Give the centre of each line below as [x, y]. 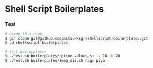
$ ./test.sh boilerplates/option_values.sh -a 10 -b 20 [62, 56]
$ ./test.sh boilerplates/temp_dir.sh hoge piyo [55, 61]
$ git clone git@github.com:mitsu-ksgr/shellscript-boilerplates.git [77, 39]
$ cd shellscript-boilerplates [37, 43]
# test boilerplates [26, 52]
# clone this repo [23, 34]
